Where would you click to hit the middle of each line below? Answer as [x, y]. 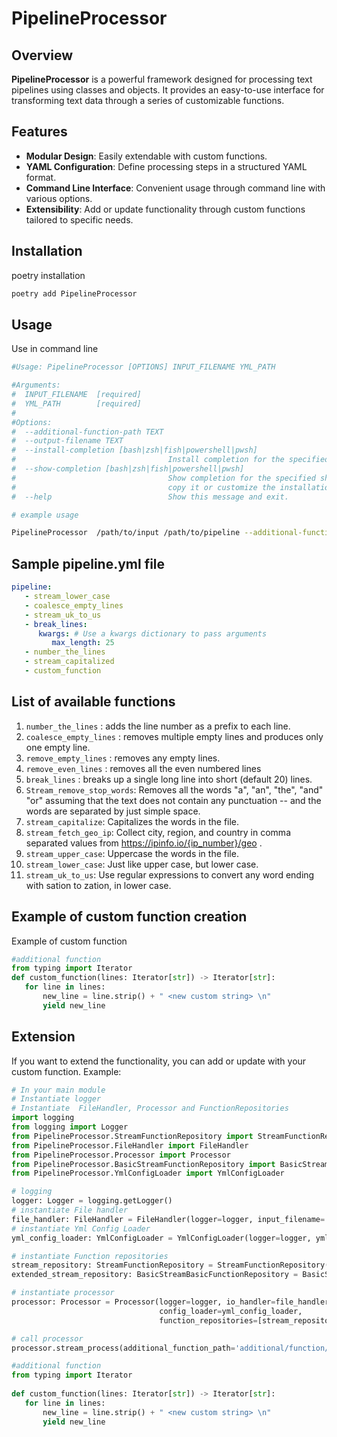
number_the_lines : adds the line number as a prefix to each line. [158, 726]
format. [41, 177]
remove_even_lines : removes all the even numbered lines [143, 768]
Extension [43, 1037]
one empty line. [58, 747]
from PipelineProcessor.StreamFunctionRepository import [132, 1136]
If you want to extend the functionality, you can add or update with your [159, 1061]
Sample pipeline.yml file [88, 563]
